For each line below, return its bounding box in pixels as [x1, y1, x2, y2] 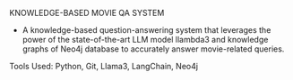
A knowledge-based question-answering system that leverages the [22, 25, 271, 35]
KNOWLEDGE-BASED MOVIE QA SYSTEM [9, 8, 165, 18]
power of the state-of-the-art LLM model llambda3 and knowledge [22, 35, 269, 44]
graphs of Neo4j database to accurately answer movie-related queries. [22, 44, 285, 54]
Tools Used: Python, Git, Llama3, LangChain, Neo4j [9, 61, 199, 71]
